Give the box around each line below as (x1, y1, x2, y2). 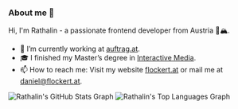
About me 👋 (8, 7, 54, 18)
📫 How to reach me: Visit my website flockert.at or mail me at (19, 65, 224, 75)
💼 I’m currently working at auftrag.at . (19, 44, 141, 54)
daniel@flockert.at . (19, 76, 83, 86)
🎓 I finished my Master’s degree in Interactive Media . (19, 53, 197, 63)
